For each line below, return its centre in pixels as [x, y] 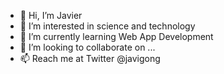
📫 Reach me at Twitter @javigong [90, 58]
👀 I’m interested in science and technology [107, 26]
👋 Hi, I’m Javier [51, 15]
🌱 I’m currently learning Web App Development [116, 36]
